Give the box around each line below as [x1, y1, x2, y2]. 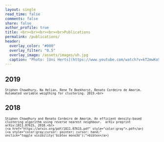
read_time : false [5, 12, 41, 17]
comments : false [5, 16, 38, 21]
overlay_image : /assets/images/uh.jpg [9, 52, 89, 58]
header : [5, 39, 21, 44]
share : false [5, 20, 32, 26]
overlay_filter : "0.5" [9, 48, 56, 53]
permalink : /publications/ [5, 35, 60, 40]
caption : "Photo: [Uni [9, 57, 56, 62]
